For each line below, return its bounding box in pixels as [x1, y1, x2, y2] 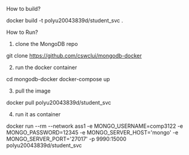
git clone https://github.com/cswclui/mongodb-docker [6, 52, 142, 59]
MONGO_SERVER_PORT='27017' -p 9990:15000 [6, 136, 127, 142]
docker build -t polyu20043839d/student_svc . [6, 17, 124, 24]
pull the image [15, 87, 51, 94]
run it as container [15, 111, 61, 117]
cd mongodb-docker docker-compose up [6, 76, 110, 82]
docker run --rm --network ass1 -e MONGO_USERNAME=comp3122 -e [6, 122, 184, 130]
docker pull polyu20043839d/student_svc [6, 99, 111, 106]
